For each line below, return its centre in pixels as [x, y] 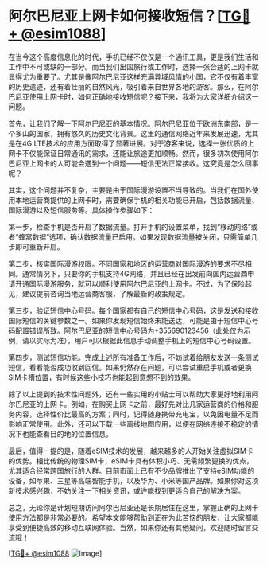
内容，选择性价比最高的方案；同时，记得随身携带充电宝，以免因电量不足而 [137, 414]
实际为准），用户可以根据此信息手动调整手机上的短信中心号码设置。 [145, 340]
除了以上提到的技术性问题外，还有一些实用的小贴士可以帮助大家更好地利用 [130, 394]
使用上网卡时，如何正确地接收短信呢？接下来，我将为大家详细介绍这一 [144, 96]
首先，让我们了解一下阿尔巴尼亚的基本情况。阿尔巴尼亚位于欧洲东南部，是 [130, 123]
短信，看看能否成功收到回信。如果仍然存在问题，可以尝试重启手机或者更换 [130, 367]
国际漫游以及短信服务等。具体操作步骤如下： [81, 210]
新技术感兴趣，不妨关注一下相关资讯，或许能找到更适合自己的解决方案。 [126, 490]
